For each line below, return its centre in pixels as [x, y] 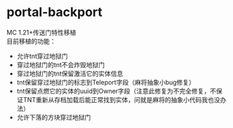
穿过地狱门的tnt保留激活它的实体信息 [70, 73]
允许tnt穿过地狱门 [42, 56]
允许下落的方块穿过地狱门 [54, 117]
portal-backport [55, 12]
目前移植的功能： [31, 41]
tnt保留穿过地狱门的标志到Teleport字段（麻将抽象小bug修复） [106, 82]
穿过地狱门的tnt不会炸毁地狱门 [61, 64]
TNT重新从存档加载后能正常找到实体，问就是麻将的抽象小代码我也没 [121, 99]
